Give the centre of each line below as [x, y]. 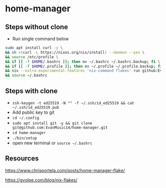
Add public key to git [33, 112]
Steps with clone [31, 91]
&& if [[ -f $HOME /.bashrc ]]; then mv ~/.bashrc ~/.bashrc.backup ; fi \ [83, 62]
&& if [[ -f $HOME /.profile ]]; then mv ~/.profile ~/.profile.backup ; [80, 66]
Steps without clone [37, 27]
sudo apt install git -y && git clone [52, 123]
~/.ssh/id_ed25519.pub [36, 107]
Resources [22, 159]
